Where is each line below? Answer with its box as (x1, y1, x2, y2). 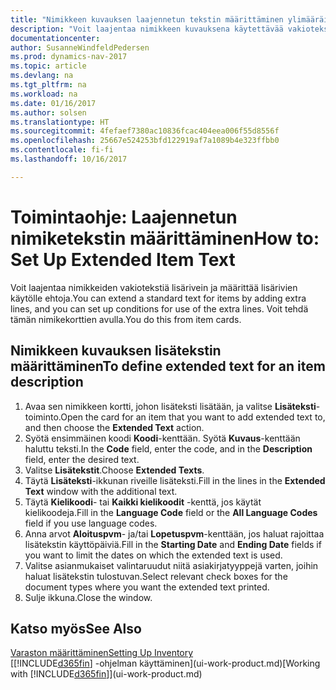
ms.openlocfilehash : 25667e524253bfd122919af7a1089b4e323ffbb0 (10, 136, 280, 146)
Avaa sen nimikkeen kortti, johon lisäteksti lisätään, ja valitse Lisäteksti (24, 400, 317, 412)
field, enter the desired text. (24, 453, 140, 465)
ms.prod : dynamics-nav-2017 (10, 52, 128, 62)
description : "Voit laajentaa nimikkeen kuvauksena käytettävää (10, 24, 284, 34)
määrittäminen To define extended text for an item (10, 358, 326, 375)
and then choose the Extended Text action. (24, 421, 205, 433)
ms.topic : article (10, 61, 87, 71)
